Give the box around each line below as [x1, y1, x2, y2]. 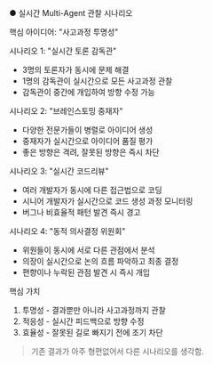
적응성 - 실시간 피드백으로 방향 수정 [21, 316, 145, 327]
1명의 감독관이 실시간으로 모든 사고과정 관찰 [21, 76, 173, 86]
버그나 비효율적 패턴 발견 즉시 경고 [21, 207, 141, 217]
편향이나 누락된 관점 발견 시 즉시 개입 [21, 267, 151, 278]
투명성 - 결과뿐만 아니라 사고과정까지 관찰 [21, 305, 166, 315]
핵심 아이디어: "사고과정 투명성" [9, 27, 119, 37]
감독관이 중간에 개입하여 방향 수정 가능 [21, 87, 155, 97]
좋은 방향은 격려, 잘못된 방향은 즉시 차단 [21, 147, 160, 158]
